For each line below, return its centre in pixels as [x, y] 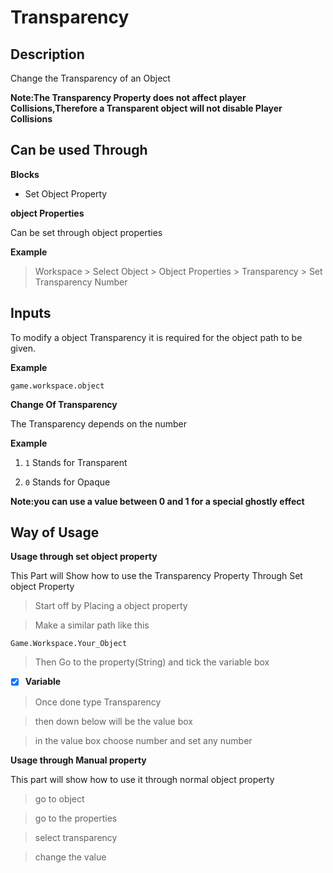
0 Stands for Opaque [67, 482]
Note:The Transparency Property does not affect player [128, 97]
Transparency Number [81, 282]
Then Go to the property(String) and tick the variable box [152, 662]
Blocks [25, 174]
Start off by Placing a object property [111, 606]
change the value [70, 857]
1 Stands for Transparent [76, 462]
